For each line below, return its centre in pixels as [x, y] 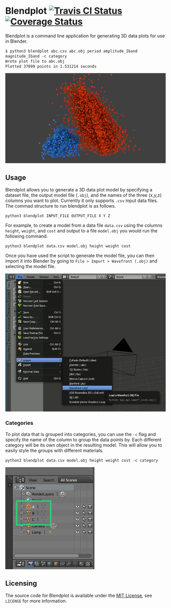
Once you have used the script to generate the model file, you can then [80, 256]
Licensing [21, 583]
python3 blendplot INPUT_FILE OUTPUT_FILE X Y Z [58, 216]
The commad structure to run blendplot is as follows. [61, 206]
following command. [27, 236]
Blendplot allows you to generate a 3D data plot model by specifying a [79, 190]
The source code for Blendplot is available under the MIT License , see [79, 596]
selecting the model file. [31, 267]
